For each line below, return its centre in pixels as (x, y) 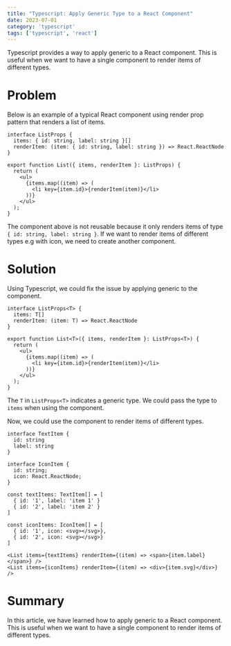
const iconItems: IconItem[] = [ (55, 525)
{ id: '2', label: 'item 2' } (57, 507)
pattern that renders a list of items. (56, 122)
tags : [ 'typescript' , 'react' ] (52, 33)
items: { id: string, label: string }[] (72, 141)
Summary (36, 601)
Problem (32, 95)
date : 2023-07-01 (32, 20)
